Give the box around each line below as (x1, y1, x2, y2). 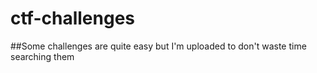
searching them (10, 50, 75, 62)
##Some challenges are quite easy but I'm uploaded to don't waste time (10, 40, 307, 52)
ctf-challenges (10, 7, 135, 30)
